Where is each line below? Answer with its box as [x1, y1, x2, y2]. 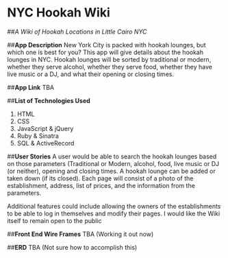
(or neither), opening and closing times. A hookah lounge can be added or [7, 167, 216, 175]
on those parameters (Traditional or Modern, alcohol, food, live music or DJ [7, 159, 220, 167]
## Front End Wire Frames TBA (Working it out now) [7, 230, 154, 238]
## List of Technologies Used [7, 96, 90, 104]
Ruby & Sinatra [16, 132, 60, 140]
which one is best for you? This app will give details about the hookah [7, 48, 204, 56]
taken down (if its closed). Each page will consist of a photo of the [7, 174, 194, 183]
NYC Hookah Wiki [7, 5, 111, 21]
